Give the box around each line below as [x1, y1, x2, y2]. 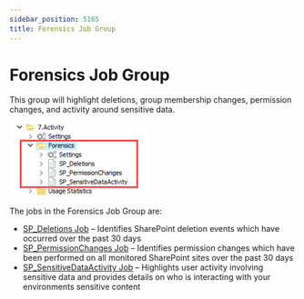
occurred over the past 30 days [22, 233, 142, 244]
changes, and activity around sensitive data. [9, 105, 176, 115]
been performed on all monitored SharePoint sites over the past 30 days [22, 253, 294, 264]
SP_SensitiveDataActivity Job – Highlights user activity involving [22, 262, 264, 273]
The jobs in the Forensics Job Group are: [9, 205, 162, 217]
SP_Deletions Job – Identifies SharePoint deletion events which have [22, 224, 280, 234]
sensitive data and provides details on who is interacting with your [22, 272, 271, 283]
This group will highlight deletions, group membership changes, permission [9, 95, 292, 105]
